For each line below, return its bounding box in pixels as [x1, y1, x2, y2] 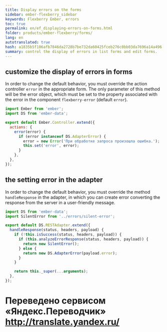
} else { [18, 246, 37, 251]
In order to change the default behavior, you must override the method [5, 189, 150, 195]
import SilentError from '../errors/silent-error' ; [5, 214, 115, 219]
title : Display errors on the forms [5, 7, 81, 12]
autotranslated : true [5, 40, 50, 45]
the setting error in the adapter [5, 176, 103, 184]
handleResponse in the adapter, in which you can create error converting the [5, 194, 160, 200]
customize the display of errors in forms [5, 67, 132, 76]
